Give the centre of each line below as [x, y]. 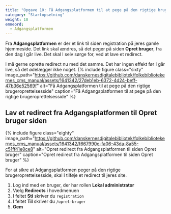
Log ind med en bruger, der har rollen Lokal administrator [74, 185]
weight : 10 [17, 19]
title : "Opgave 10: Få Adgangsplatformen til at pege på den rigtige [81, 10]
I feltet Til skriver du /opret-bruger [49, 201]
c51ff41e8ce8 [19, 149]
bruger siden [26, 121]
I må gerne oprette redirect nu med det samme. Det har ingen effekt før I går [85, 64]
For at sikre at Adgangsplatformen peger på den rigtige [63, 170]
